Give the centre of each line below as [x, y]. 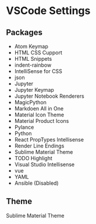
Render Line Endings [39, 146]
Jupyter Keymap [34, 90]
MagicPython [30, 102]
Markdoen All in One [39, 108]
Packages [24, 32]
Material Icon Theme [39, 115]
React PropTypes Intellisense [49, 139]
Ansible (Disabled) [37, 183]
